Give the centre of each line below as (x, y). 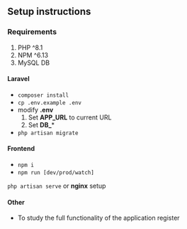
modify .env (35, 110)
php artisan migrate (48, 133)
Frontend (21, 149)
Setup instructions (49, 12)
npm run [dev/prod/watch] (56, 173)
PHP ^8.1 (30, 47)
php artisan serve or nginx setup (57, 186)
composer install (43, 95)
